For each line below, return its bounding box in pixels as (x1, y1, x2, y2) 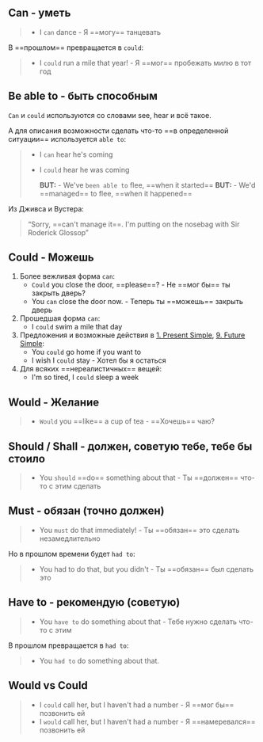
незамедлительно (39, 534, 101, 543)
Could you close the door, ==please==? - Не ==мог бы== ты (31, 280, 231, 290)
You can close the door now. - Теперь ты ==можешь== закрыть (31, 297, 243, 306)
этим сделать (55, 481, 101, 491)
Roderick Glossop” (27, 227, 89, 237)
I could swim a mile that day (31, 322, 123, 332)
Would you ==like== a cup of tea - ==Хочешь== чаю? (39, 417, 215, 426)
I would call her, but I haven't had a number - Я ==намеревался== (39, 717, 256, 726)
